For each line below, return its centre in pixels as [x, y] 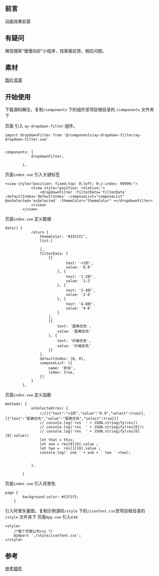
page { [12, 493]
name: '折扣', [62, 368]
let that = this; [57, 440]
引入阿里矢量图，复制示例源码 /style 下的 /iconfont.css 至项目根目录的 [75, 511]
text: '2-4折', [81, 291]
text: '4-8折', [81, 304]
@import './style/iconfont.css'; [48, 536]
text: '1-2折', [81, 277]
